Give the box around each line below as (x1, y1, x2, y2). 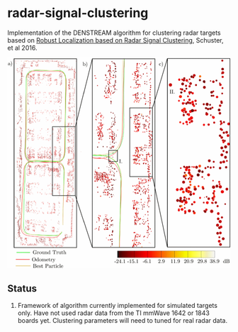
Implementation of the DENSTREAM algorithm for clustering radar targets (7, 28, 221, 37)
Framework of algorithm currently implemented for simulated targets (17, 301, 218, 310)
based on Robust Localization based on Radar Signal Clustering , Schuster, (7, 35, 225, 44)
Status (7, 282, 38, 294)
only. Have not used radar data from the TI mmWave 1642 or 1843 (17, 309, 210, 317)
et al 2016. (7, 43, 38, 52)
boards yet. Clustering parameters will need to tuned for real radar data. (17, 316, 228, 325)
